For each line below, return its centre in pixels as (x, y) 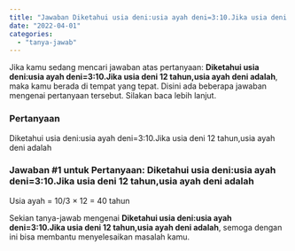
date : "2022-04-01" (45, 26)
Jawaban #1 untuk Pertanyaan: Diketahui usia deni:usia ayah (143, 170)
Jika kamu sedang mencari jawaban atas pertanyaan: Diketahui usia (134, 67)
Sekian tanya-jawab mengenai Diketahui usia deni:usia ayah (120, 217)
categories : (31, 34)
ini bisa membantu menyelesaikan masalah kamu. (100, 237)
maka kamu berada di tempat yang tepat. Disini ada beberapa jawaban (138, 86)
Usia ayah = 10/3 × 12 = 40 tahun (70, 200)
